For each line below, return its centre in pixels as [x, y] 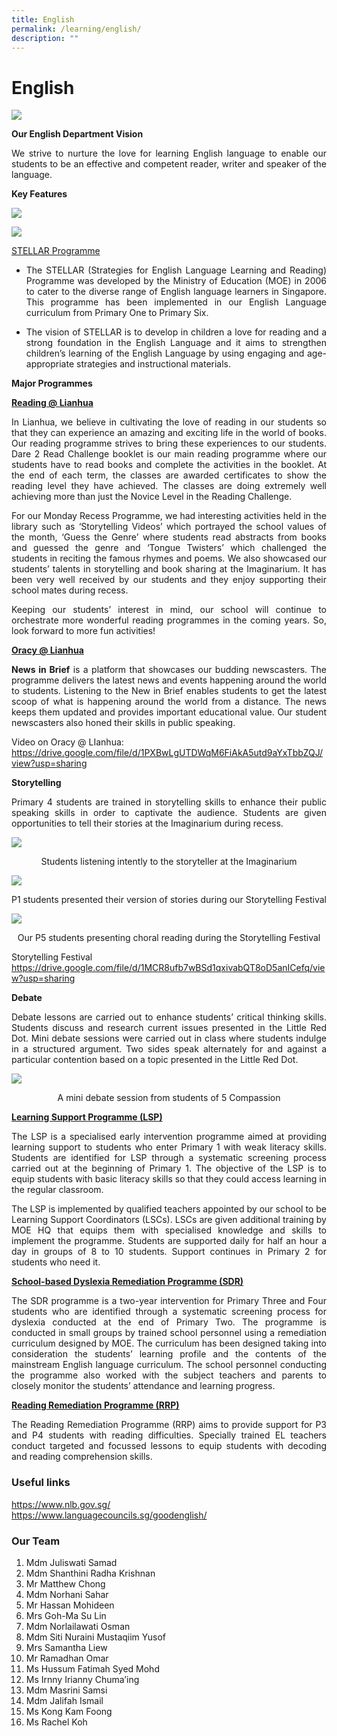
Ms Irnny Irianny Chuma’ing [82, 1679]
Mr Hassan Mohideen [70, 1605]
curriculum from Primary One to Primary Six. [117, 313]
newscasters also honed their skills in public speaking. [123, 723]
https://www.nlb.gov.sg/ [61, 1504]
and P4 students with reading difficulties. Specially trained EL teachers [169, 1435]
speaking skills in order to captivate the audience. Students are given [169, 813]
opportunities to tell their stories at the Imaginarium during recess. [147, 823]
